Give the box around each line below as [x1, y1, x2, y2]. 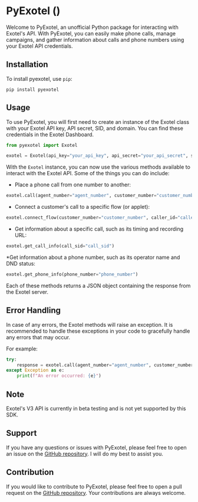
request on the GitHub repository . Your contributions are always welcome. [6, 489, 186, 496]
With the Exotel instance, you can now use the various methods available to [6, 163, 190, 170]
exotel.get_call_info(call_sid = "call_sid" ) [6, 243, 115, 249]
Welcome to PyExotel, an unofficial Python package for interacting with [6, 24, 179, 31]
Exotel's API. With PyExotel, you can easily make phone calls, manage [6, 29, 176, 37]
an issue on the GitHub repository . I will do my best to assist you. [6, 450, 163, 457]
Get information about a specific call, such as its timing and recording [14, 225, 184, 232]
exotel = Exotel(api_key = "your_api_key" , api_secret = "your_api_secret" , [6, 153, 189, 159]
